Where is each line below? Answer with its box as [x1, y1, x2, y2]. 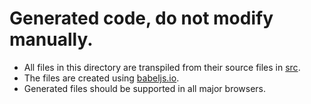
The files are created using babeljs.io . [23, 72, 180, 84]
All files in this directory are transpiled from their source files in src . [23, 61, 301, 73]
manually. [9, 28, 94, 51]
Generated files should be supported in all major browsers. [23, 82, 267, 94]
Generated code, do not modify [9, 7, 274, 30]
